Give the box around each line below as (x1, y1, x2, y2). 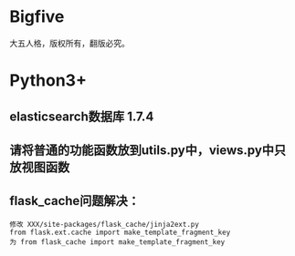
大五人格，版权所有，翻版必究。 (9, 37, 130, 48)
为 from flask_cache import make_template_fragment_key (9, 237, 226, 247)
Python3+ (9, 70, 87, 91)
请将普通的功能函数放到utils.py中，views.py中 (9, 142, 275, 158)
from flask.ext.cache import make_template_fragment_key (9, 228, 231, 237)
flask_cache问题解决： (9, 193, 140, 209)
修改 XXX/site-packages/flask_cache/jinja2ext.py (9, 220, 199, 229)
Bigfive (9, 6, 65, 27)
